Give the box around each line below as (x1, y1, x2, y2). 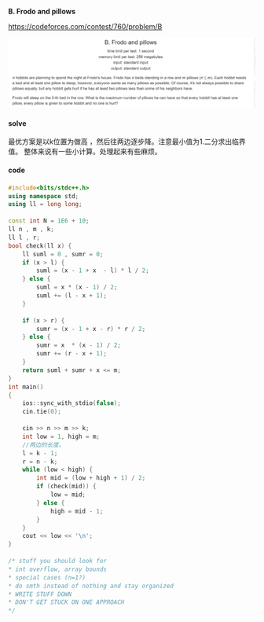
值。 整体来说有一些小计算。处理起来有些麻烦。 (8, 147, 162, 156)
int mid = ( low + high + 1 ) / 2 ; (36, 474, 146, 482)
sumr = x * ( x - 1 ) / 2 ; (36, 341, 122, 349)
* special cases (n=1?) (8, 573, 86, 581)
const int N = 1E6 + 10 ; (8, 217, 90, 225)
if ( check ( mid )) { (36, 483, 97, 491)
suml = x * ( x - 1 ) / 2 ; (36, 283, 118, 292)
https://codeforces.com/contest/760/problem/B (8, 22, 163, 31)
